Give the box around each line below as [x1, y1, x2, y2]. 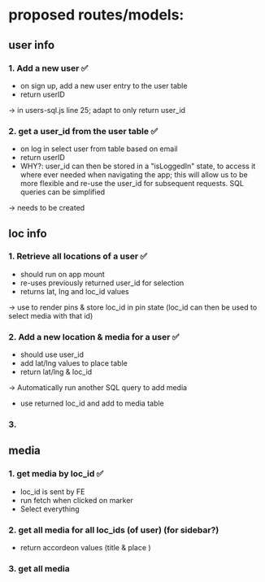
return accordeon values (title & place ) [20, 543, 152, 553]
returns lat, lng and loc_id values [20, 286, 129, 296]
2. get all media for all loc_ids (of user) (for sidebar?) [8, 524, 219, 536]
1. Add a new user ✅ [8, 63, 89, 74]
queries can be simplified [20, 187, 106, 197]
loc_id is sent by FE [20, 486, 85, 497]
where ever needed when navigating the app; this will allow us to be [20, 170, 248, 180]
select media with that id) [8, 311, 93, 320]
